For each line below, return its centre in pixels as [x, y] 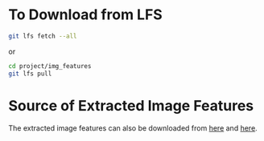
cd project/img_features [50, 66]
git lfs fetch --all [43, 36]
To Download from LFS [85, 15]
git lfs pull [30, 74]
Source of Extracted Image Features [131, 105]
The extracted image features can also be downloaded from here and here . [133, 128]
